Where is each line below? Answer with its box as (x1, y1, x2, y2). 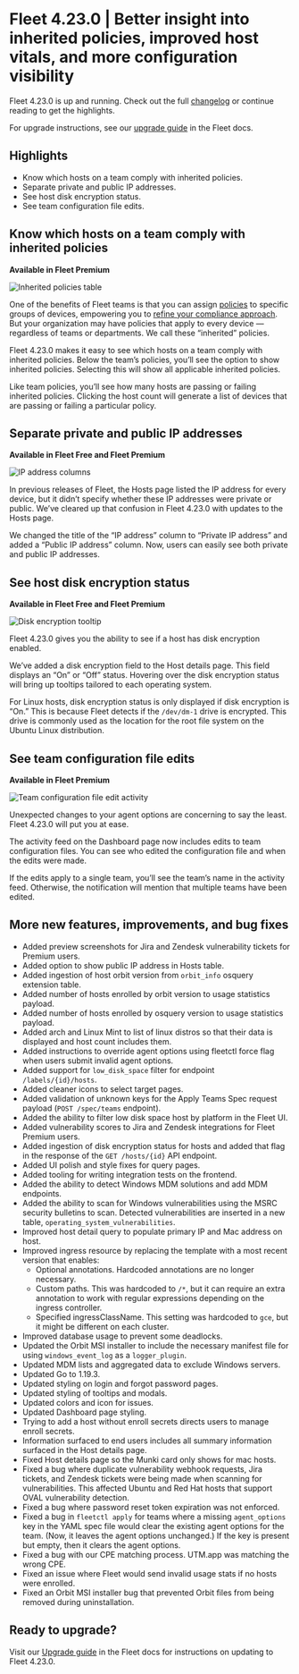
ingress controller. (35, 1302, 103, 1313)
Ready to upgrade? (9, 1623, 118, 1638)
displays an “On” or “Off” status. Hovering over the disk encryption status (9, 670, 279, 681)
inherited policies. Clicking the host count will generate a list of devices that (9, 390, 287, 402)
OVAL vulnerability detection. (21, 1492, 129, 1502)
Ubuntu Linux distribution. (9, 725, 105, 736)
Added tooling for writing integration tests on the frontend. (21, 1169, 237, 1179)
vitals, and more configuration (9, 47, 238, 67)
